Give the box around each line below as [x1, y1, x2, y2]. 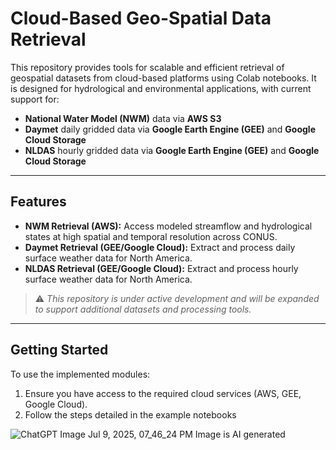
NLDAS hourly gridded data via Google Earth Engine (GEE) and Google [24, 144, 320, 156]
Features [10, 193, 67, 211]
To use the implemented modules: [10, 368, 151, 380]
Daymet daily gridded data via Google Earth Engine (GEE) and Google [24, 123, 316, 135]
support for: [10, 93, 60, 105]
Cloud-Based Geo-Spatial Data [10, 7, 272, 30]
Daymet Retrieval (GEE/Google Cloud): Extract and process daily [24, 241, 296, 253]
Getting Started [10, 342, 109, 359]
